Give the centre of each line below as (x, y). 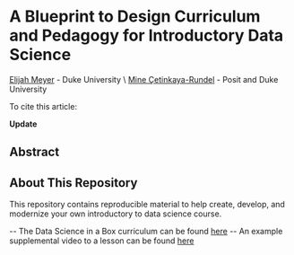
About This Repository (73, 183)
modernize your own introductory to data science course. (116, 214)
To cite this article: (43, 106)
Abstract (35, 152)
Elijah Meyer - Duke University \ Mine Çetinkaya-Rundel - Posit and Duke (144, 79)
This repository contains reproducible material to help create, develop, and (147, 205)
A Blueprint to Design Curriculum (135, 17)
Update (23, 124)
